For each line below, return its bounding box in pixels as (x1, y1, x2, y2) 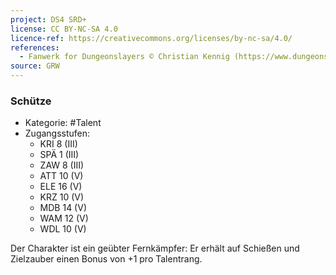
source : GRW (10, 61, 60, 71)
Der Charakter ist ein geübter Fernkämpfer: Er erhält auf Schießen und (10, 242, 300, 255)
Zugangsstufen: (24, 127, 91, 140)
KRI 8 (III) (39, 138, 78, 150)
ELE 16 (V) (39, 181, 83, 193)
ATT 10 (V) (39, 170, 84, 182)
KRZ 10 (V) (39, 191, 85, 203)
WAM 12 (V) (39, 212, 89, 225)
